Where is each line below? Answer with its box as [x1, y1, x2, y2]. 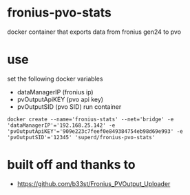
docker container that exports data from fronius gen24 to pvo [7, 28, 181, 36]
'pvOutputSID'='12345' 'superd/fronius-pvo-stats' [7, 134, 156, 141]
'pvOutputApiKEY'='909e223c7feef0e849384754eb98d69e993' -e [7, 127, 184, 135]
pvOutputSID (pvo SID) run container [17, 102, 122, 111]
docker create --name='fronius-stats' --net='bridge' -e [7, 116, 174, 123]
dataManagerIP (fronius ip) [17, 88, 94, 96]
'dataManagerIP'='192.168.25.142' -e [7, 122, 116, 129]
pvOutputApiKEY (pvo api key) [17, 95, 104, 103]
